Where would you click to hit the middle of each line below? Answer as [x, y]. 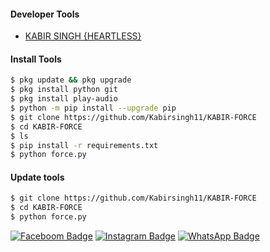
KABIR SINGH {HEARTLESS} [83, 36]
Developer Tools [45, 14]
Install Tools [36, 59]
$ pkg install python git [64, 90]
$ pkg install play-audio [64, 99]
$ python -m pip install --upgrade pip [93, 108]
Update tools [37, 177]
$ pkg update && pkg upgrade [71, 80]
